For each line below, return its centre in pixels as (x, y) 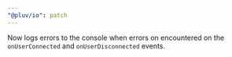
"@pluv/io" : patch (37, 15)
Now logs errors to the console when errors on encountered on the (116, 37)
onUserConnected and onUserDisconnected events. (87, 46)
